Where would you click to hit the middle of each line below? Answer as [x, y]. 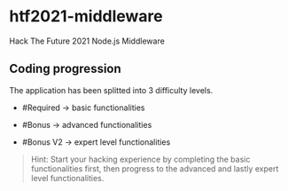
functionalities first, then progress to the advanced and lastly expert [155, 168]
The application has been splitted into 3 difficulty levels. [111, 90]
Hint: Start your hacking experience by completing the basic [140, 159]
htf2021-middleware [86, 16]
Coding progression [65, 69]
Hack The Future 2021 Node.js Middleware [87, 41]
